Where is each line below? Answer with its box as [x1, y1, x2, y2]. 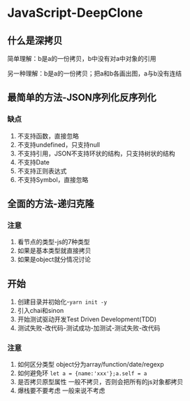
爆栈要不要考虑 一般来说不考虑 [17, 386, 105, 395]
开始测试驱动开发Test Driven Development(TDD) [17, 315, 157, 323]
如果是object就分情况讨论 [17, 255, 91, 264]
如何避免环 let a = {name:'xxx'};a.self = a [17, 369, 147, 377]
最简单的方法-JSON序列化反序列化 [7, 92, 157, 104]
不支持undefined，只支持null [17, 140, 100, 148]
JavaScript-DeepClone [7, 5, 143, 21]
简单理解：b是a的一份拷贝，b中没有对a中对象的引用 [7, 55, 156, 62]
